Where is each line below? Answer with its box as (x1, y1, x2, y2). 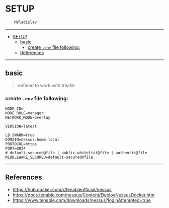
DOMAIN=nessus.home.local (5, 137, 59, 142)
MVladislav (14, 20, 37, 25)
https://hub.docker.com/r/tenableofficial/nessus (12, 186, 112, 192)
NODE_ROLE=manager (5, 110, 44, 116)
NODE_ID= (5, 106, 24, 111)
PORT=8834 (5, 146, 26, 151)
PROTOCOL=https (5, 142, 37, 147)
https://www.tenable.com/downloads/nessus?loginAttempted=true (12, 197, 151, 203)
